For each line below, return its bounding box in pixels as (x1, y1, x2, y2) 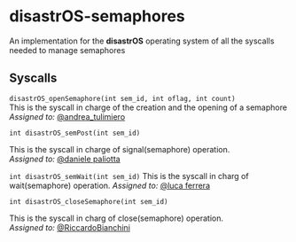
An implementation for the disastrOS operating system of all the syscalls (9, 35, 275, 46)
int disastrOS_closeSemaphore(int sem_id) (9, 197, 168, 206)
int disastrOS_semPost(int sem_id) (9, 129, 141, 137)
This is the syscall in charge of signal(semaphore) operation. (9, 144, 230, 154)
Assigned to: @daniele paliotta (9, 153, 121, 164)
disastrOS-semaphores (9, 6, 186, 27)
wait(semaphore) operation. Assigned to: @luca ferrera (9, 180, 211, 191)
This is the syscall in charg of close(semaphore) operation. (9, 213, 224, 223)
